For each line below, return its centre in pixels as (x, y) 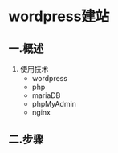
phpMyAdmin (54, 104)
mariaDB (46, 95)
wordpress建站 (59, 16)
